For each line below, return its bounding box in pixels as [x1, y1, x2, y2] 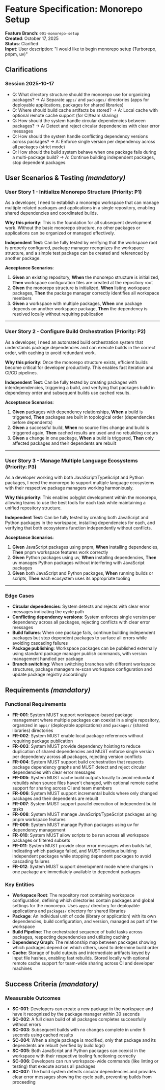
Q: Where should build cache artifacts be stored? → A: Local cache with [12, 107, 158, 113]
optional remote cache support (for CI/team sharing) [12, 112, 119, 118]
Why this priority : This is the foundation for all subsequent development [5, 220, 152, 226]
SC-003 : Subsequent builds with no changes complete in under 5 [12, 1026, 146, 1032]
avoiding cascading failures [12, 640, 68, 646]
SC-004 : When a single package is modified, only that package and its [12, 1037, 156, 1043]
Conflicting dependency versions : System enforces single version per [12, 614, 156, 620]
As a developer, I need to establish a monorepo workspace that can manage [5, 199, 159, 205]
